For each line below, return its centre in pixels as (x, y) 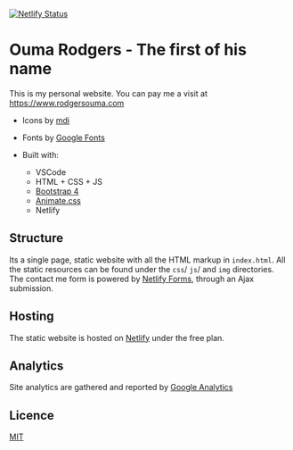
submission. (31, 288)
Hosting (32, 317)
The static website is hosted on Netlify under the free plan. (117, 337)
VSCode (51, 172)
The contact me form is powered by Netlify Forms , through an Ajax (132, 279)
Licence (32, 415)
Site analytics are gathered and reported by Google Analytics (121, 387)
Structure (37, 238)
